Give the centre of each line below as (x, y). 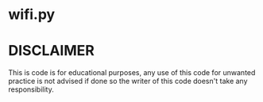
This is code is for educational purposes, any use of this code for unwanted (132, 73)
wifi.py (32, 15)
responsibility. (31, 89)
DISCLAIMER (52, 51)
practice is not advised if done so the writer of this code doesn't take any (128, 81)
